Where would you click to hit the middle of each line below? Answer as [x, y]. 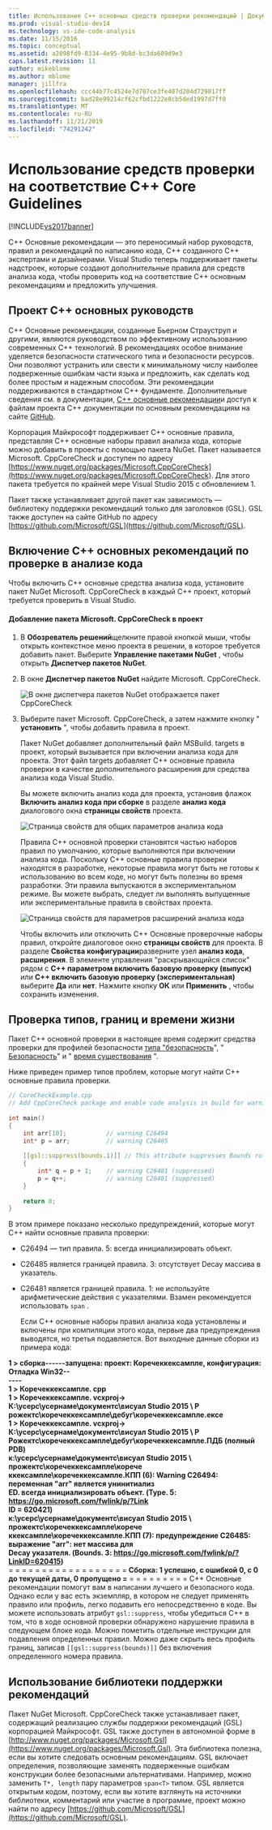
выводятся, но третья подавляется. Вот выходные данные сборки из [139, 1339]
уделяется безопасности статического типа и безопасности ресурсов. [131, 356]
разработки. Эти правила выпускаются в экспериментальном [128, 885]
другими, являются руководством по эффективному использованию [128, 338]
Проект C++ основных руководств [101, 310]
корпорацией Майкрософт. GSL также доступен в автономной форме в [132, 1731]
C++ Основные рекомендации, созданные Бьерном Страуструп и [123, 330]
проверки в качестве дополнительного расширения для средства [135, 769]
